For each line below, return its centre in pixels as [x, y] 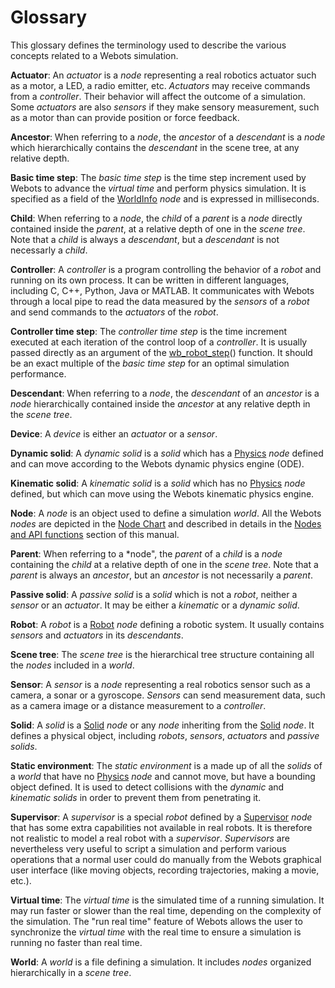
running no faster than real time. [76, 942]
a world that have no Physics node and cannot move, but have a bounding [163, 776]
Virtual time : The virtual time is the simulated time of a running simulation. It [167, 900]
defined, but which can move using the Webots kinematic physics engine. [162, 493]
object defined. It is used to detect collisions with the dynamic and [147, 787]
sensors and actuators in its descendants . [97, 635]
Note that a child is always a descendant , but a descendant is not [145, 239]
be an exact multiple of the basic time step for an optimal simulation [150, 363]
